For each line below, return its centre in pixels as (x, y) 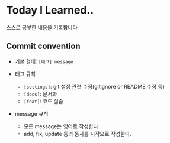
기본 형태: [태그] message (44, 61)
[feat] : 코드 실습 (43, 101)
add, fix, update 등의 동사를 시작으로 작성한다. (77, 134)
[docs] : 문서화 (40, 94)
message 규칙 (31, 113)
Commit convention (44, 46)
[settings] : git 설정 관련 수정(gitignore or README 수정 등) (94, 86)
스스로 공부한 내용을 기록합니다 (42, 27)
